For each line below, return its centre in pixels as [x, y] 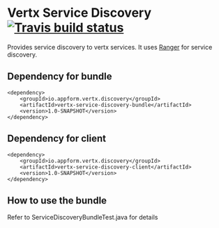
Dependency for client [57, 139]
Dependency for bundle [60, 77]
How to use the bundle [57, 200]
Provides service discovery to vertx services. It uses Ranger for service [110, 47]
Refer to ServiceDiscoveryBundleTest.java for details [83, 218]
